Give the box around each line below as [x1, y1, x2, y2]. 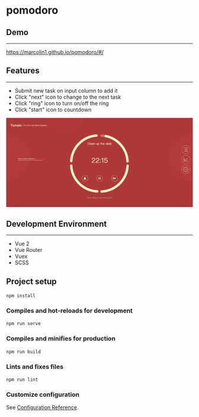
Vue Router [14, 247, 43, 254]
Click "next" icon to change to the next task [14, 93, 121, 100]
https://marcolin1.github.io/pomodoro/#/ [6, 49, 104, 55]
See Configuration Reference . [6, 404, 79, 411]
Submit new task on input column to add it [14, 87, 118, 94]
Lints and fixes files [6, 362, 64, 371]
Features [6, 66, 40, 76]
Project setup [6, 276, 57, 286]
